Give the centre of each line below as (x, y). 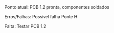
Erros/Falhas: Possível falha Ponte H (41, 16)
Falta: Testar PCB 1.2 (25, 26)
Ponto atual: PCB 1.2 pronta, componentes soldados (57, 7)
